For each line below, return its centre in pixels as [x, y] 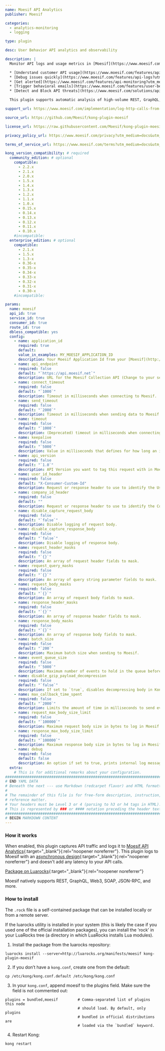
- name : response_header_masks [46, 602]
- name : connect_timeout [39, 382]
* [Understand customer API [38, 73]
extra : [16, 768]
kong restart [18, 1044]
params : [13, 304]
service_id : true [27, 318]
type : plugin [18, 41]
